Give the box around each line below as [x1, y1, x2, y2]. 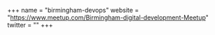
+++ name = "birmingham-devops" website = [7, 6, 139, 14]
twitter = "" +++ [7, 21, 53, 29]
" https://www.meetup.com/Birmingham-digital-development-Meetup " [7, 13, 209, 22]
